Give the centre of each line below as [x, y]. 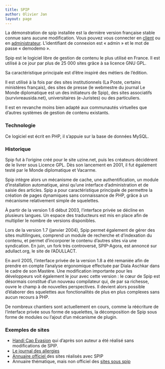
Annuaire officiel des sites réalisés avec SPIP [58, 356]
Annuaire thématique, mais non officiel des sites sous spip [71, 362]
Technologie [20, 125]
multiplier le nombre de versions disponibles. [50, 220]
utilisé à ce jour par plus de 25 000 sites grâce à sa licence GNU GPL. [76, 63]
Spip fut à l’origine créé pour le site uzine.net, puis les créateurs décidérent [81, 159]
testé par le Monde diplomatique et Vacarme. [51, 170]
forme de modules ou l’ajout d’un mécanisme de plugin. [61, 317]
